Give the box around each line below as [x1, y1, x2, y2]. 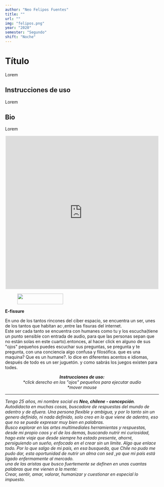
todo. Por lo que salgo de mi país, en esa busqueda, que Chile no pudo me [5, 445, 156, 451]
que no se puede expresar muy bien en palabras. [5, 419, 104, 425]
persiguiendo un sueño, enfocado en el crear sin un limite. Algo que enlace [5, 440, 156, 446]
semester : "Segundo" [5, 30, 47, 35]
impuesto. [5, 477, 25, 483]
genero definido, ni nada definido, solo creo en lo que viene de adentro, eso [5, 414, 159, 420]
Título [5, 56, 29, 67]
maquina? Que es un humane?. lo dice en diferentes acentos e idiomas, [5, 354, 149, 360]
